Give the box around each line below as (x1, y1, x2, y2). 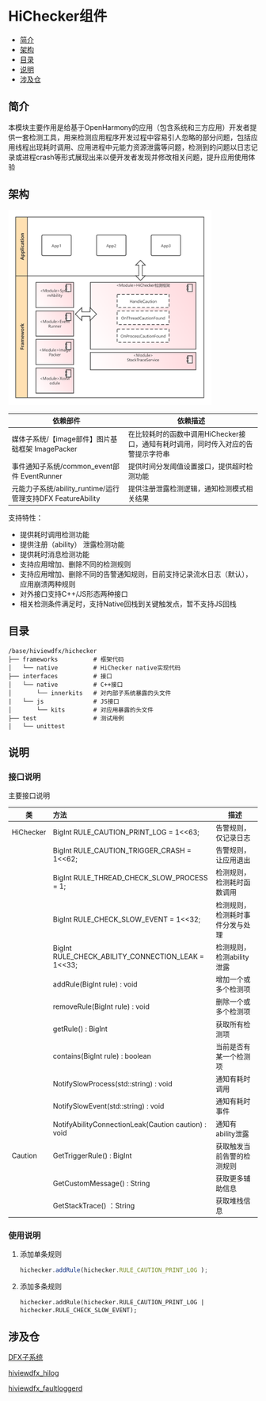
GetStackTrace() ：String (52, 1201, 135, 1211)
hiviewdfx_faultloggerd (8, 1384, 83, 1393)
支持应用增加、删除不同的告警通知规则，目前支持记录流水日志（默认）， (19, 569, 253, 578)
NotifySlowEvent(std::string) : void (52, 1101, 165, 1110)
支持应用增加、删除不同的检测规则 (19, 559, 131, 569)
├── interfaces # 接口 (8, 672, 112, 680)
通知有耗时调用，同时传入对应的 (142, 439, 247, 449)
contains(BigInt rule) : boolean (52, 1052, 152, 1061)
